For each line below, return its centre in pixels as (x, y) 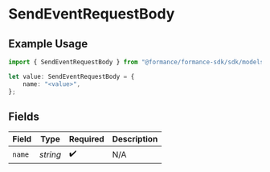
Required (86, 139)
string (50, 154)
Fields (24, 116)
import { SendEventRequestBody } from (73, 62)
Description (135, 139)
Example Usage (48, 44)
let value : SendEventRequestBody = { (72, 76)
